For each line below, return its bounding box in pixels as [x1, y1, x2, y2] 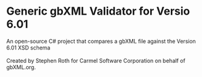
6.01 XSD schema [6, 44, 51, 51]
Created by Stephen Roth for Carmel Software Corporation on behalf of [6, 57, 186, 64]
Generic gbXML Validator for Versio [6, 4, 190, 18]
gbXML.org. [6, 63, 36, 71]
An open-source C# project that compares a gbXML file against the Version [6, 37, 197, 45]
